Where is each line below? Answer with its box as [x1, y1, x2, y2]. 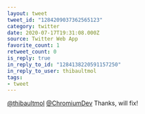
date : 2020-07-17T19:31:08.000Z [7, 29, 100, 36]
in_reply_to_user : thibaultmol [7, 67, 97, 74]
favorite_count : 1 [7, 42, 60, 49]
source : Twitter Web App [7, 36, 78, 43]
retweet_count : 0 [7, 49, 57, 56]
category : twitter [7, 23, 60, 30]
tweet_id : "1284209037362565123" [7, 16, 103, 23]
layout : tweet [7, 10, 48, 17]
